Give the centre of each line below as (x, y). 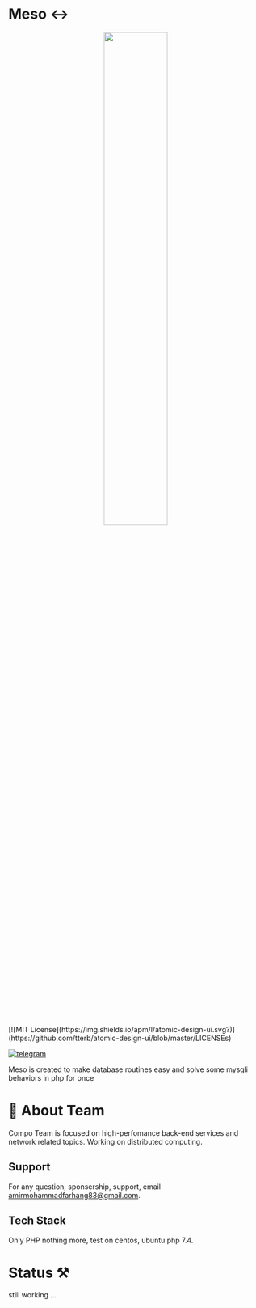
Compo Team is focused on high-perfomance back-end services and (124, 1132)
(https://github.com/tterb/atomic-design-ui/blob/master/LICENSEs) (120, 1038)
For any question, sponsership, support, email (85, 1187)
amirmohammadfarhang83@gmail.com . (75, 1195)
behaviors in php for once (51, 1077)
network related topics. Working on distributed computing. (106, 1141)
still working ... (33, 1295)
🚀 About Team (57, 1111)
